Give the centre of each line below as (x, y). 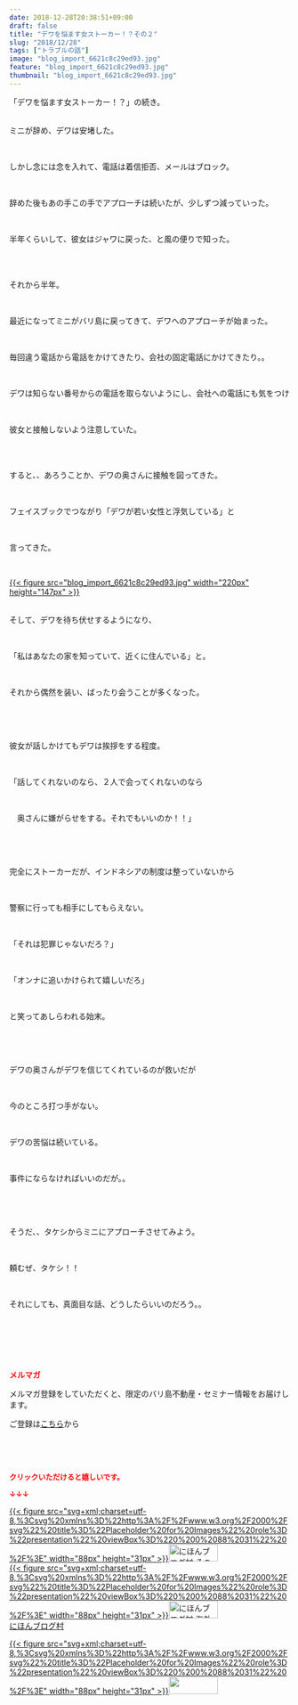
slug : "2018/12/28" (45, 42)
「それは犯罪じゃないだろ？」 (64, 943)
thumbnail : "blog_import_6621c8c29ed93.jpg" (93, 76)
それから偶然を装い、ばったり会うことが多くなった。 (107, 692)
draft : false (33, 26)
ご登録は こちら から (44, 1424)
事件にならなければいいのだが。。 (70, 1178)
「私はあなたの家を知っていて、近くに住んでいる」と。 (110, 656)
